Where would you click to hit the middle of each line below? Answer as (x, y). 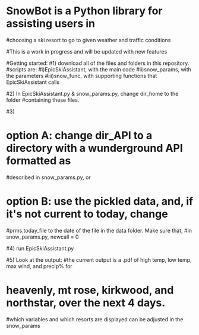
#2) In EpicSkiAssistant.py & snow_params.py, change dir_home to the (92, 93)
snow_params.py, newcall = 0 (42, 237)
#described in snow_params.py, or (48, 177)
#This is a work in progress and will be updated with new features (87, 51)
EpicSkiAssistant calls (33, 82)
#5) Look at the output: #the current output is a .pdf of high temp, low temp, (99, 259)
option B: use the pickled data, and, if (100, 201)
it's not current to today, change (87, 214)
